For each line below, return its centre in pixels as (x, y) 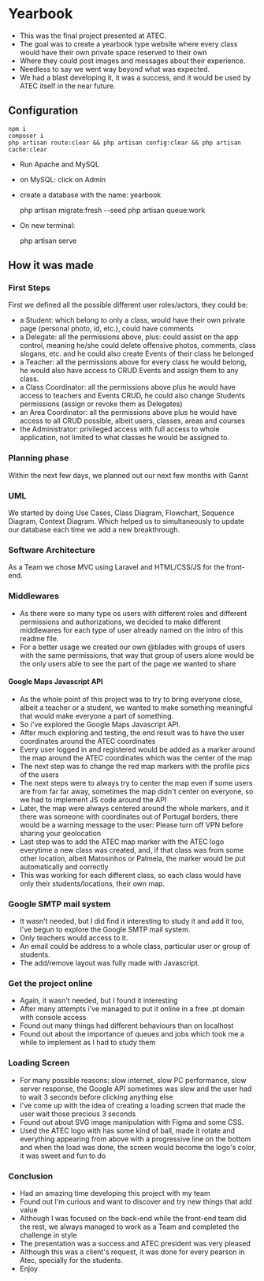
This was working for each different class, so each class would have (130, 875)
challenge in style (48, 1235)
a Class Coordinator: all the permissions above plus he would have (128, 387)
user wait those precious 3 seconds (78, 1114)
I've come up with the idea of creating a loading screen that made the (132, 1105)
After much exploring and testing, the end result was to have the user (132, 732)
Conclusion (31, 1176)
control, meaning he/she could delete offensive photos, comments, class (138, 345)
